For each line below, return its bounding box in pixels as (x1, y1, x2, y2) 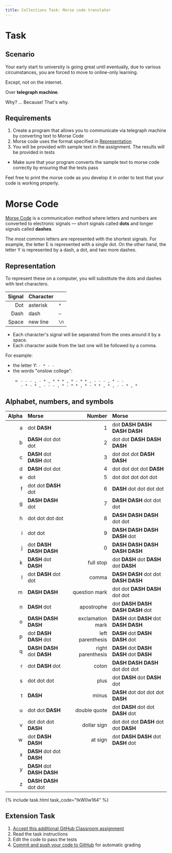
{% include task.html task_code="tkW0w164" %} (5, 797, 109, 803)
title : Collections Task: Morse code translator (5, 7, 111, 13)
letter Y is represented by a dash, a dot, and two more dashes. (5, 247, 137, 253)
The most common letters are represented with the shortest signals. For (5, 236, 157, 242)
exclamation (78, 615, 107, 622)
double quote (75, 707, 107, 714)
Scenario (5, 50, 35, 59)
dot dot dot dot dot (112, 473, 158, 481)
